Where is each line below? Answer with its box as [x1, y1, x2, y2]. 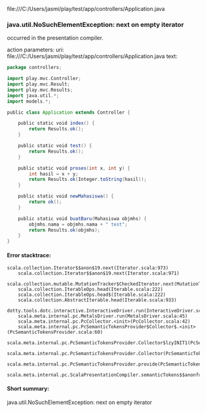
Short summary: [7, 384, 50, 392]
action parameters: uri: [7, 46, 64, 54]
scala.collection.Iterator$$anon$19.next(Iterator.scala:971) [18, 270, 180, 277]
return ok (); [29, 199, 62, 205]
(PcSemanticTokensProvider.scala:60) [7, 329, 103, 336]
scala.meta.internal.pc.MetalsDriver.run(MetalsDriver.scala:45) [18, 313, 188, 320]
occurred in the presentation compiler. [7, 34, 103, 42]
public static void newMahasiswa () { [18, 193, 114, 199]
